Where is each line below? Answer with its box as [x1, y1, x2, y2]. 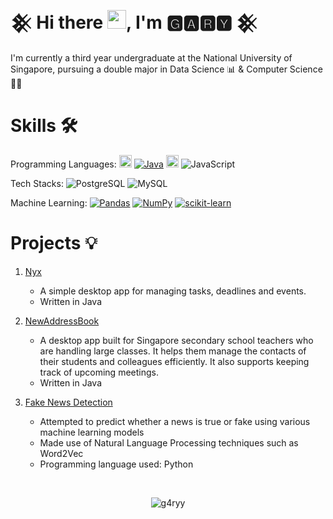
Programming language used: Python [39, 458, 194, 470]
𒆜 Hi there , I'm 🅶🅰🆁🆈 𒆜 [10, 11, 258, 34]
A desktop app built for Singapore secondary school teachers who [39, 334, 314, 346]
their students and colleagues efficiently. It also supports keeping [39, 355, 310, 367]
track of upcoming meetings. [39, 366, 159, 378]
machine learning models [39, 426, 145, 438]
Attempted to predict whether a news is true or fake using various [39, 415, 311, 427]
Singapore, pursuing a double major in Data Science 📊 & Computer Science [10, 63, 323, 75]
